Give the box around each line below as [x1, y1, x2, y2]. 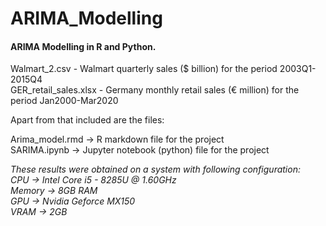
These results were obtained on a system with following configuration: [10, 163, 301, 176]
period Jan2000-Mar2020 [10, 95, 119, 107]
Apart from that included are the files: [10, 114, 165, 126]
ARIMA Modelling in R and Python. [10, 40, 157, 52]
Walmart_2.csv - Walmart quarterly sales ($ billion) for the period [10, 63, 278, 75]
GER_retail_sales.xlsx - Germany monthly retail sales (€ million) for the [10, 84, 300, 96]
